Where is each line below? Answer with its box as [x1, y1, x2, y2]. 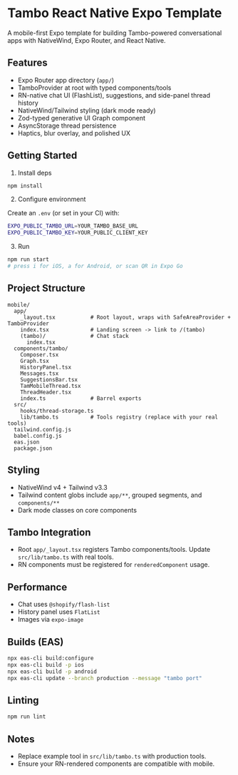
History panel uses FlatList [17, 607, 100, 616]
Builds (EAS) [7, 636, 64, 648]
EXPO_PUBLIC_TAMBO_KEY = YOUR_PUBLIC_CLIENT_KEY [7, 230, 148, 237]
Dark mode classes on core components [17, 505, 138, 514]
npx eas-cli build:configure [7, 655, 94, 662]
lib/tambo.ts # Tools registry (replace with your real [20, 414, 219, 421]
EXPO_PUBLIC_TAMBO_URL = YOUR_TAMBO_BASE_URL [7, 222, 139, 230]
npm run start [7, 256, 50, 263]
